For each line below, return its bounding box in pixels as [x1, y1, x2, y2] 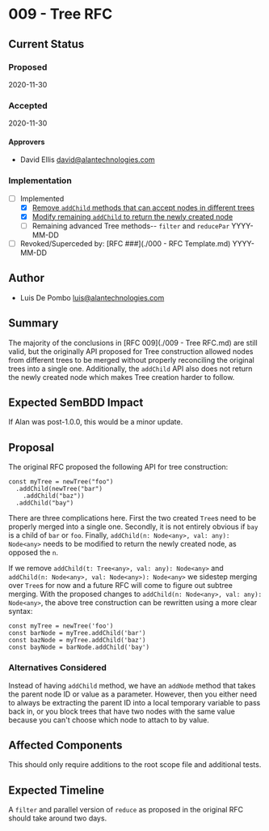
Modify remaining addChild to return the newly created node [32, 211, 233, 221]
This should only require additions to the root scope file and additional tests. [8, 760, 262, 769]
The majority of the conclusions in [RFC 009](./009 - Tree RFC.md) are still [8, 338, 258, 347]
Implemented [19, 194, 65, 203]
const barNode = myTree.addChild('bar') [8, 629, 147, 637]
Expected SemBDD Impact [8, 396, 144, 409]
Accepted [8, 100, 48, 111]
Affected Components [8, 738, 123, 752]
